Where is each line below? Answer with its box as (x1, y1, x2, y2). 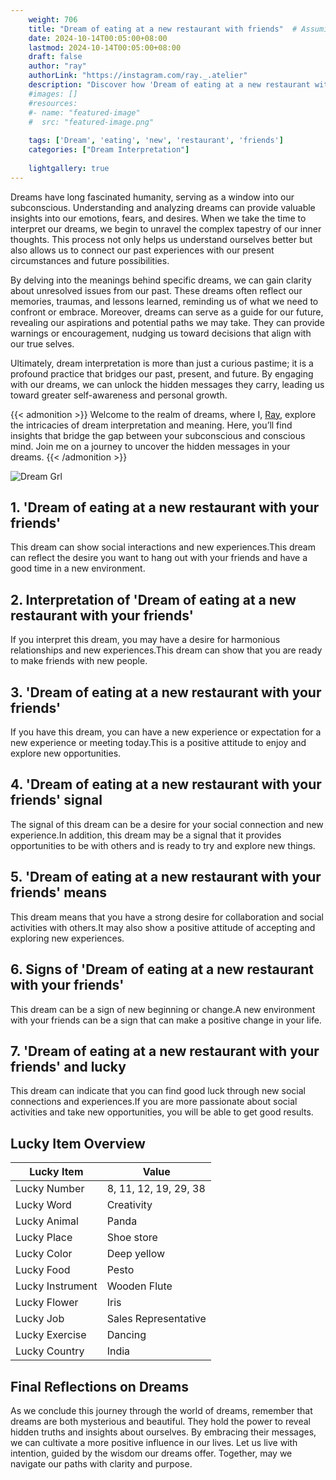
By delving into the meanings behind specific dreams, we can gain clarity (10, 274, 312, 286)
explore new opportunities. (10, 747, 122, 760)
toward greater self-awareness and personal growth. (10, 389, 228, 401)
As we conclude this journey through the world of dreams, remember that (10, 1404, 313, 1416)
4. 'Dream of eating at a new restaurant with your (10, 776, 322, 793)
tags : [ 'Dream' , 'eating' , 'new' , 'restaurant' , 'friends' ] (28, 136, 284, 146)
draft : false (28, 52, 83, 62)
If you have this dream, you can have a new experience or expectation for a (10, 726, 322, 738)
